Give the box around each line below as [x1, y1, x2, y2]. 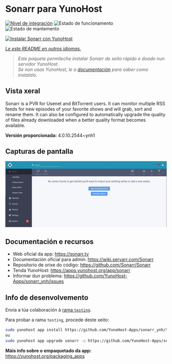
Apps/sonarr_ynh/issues [12, 278, 64, 284]
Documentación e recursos [5, 237, 94, 246]
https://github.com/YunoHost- [63, 273, 127, 279]
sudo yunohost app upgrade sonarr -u [5, 338, 86, 343]
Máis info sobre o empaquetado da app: [5, 348, 92, 354]
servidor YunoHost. [17, 61, 59, 67]
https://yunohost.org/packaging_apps [5, 353, 85, 359]
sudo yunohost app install [5, 327, 63, 332]
